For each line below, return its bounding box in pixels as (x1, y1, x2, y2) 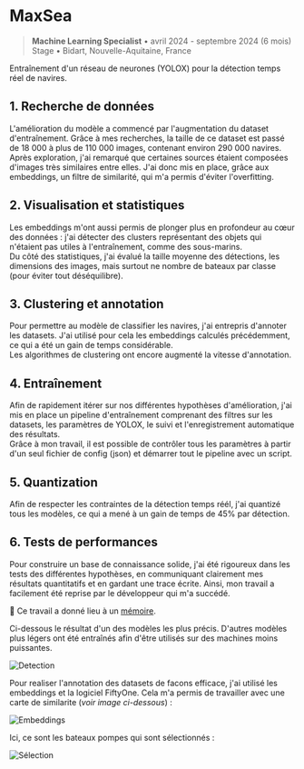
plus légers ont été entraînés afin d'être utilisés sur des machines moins (9, 633, 279, 644)
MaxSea (9, 5, 73, 26)
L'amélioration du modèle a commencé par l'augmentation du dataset (9, 123, 270, 134)
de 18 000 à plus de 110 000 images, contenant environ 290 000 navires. (9, 142, 282, 153)
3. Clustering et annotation (9, 296, 164, 312)
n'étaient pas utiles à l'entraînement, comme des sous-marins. (9, 241, 243, 252)
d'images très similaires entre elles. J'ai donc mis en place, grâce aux (9, 161, 270, 173)
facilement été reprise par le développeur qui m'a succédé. (9, 587, 230, 598)
